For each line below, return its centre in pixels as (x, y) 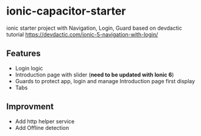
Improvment (30, 107)
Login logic (29, 68)
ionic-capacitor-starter (66, 11)
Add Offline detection (42, 127)
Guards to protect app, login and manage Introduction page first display (105, 81)
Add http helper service (45, 121)
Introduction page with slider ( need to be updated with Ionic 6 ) (94, 75)
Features (23, 54)
